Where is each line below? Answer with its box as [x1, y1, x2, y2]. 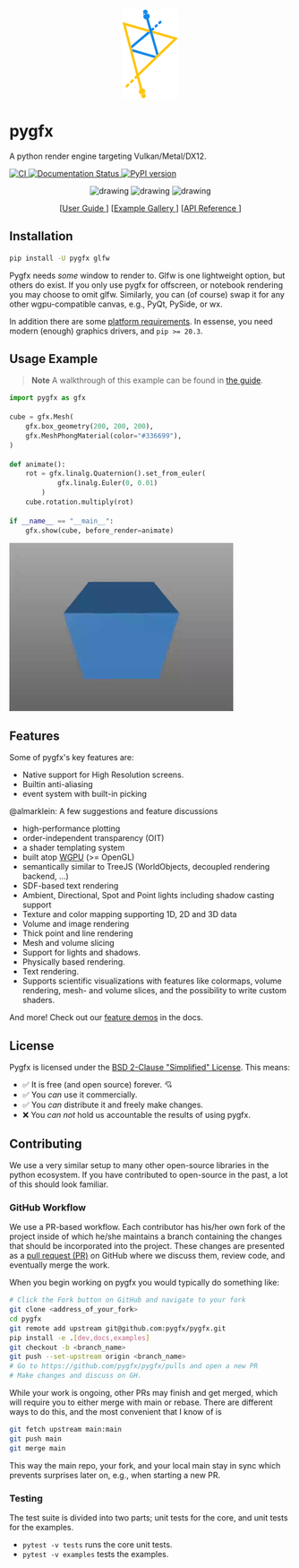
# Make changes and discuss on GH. [9, 1372, 142, 1381]
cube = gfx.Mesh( [9, 412, 74, 421]
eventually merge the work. [9, 1260, 110, 1270]
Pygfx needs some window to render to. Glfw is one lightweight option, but [9, 270, 286, 281]
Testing [9, 1492, 43, 1504]
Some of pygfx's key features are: [9, 752, 134, 763]
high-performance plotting [21, 823, 121, 834]
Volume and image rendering [21, 919, 130, 930]
